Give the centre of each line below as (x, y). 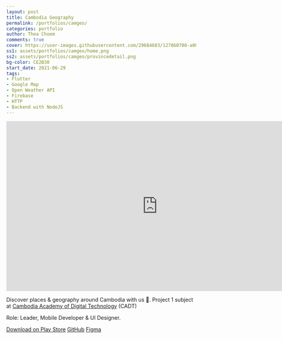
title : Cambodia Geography (40, 17)
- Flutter (19, 79)
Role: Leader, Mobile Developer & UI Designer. (64, 317)
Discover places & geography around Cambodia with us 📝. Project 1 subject (100, 299)
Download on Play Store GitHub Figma (54, 329)
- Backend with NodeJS (35, 107)
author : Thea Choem (31, 34)
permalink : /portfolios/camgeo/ (47, 23)
